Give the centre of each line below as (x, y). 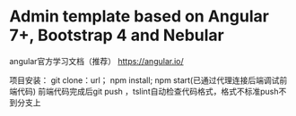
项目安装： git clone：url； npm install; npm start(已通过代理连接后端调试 (144, 80)
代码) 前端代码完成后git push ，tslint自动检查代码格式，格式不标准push (148, 91)
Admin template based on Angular (139, 17)
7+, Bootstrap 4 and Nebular (117, 35)
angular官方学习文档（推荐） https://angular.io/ (96, 61)
